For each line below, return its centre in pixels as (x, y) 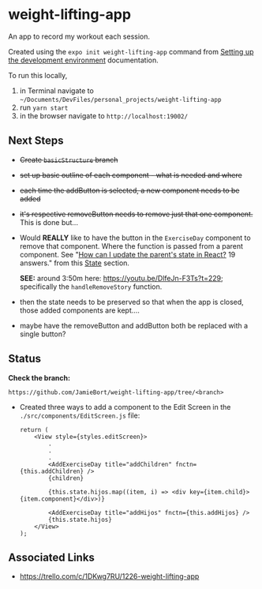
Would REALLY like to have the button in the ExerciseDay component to (135, 238)
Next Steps (36, 141)
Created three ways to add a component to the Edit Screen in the (125, 407)
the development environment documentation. (84, 60)
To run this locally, (38, 75)
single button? (43, 334)
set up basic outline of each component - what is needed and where (131, 174)
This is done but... (49, 222)
